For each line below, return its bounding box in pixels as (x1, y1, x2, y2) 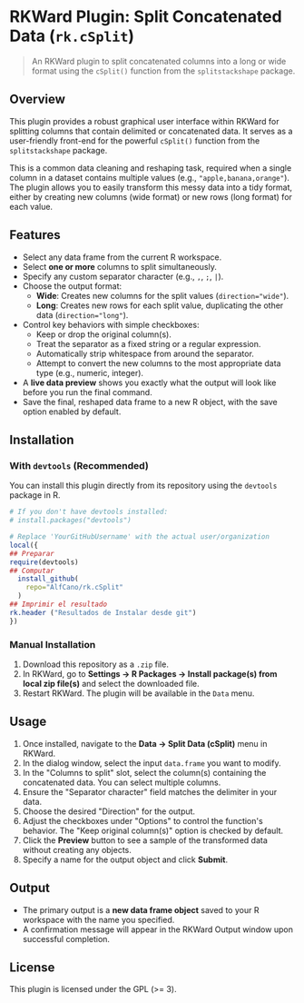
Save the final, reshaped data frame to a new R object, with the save (22, 396, 279, 407)
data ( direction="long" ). (35, 309, 129, 320)
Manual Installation (9, 638, 96, 650)
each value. (9, 201, 53, 212)
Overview (9, 92, 66, 107)
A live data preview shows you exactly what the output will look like (22, 377, 277, 388)
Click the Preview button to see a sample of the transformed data (22, 834, 268, 846)
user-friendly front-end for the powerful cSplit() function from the (9, 134, 260, 146)
